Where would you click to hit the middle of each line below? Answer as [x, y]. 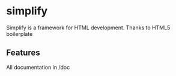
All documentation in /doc [38, 67]
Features [23, 53]
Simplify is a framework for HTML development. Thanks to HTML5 [88, 28]
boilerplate [20, 34]
